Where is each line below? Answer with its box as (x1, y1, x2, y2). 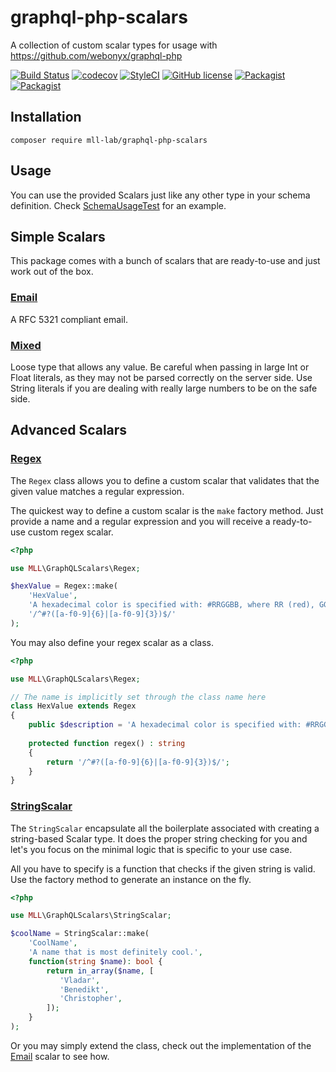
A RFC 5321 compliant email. (10, 313, 128, 325)
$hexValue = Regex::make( (10, 581, 118, 591)
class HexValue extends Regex (10, 701, 137, 711)
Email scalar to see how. (10, 1050, 110, 1062)
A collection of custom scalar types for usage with (10, 39, 218, 51)
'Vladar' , (59, 975, 101, 985)
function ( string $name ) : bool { (28, 956, 163, 966)
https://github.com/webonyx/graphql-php (10, 49, 183, 61)
